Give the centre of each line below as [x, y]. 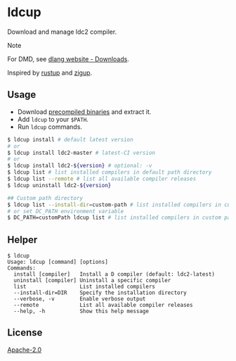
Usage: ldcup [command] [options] [58, 262]
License [25, 332]
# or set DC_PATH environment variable [66, 211]
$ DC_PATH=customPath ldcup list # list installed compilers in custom [114, 218]
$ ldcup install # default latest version [70, 139]
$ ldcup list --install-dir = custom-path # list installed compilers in [114, 205]
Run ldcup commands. [50, 127]
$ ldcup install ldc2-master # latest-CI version [81, 153]
